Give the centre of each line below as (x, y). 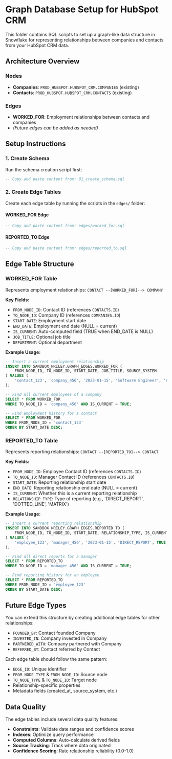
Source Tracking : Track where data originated (62, 746)
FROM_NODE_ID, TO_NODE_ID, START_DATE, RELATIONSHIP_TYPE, (79, 533)
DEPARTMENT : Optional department (47, 342)
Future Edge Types (36, 605)
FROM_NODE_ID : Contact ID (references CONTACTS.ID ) (66, 309)
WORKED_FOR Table (31, 279)
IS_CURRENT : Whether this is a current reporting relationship (75, 493)
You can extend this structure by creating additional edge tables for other (83, 618)
